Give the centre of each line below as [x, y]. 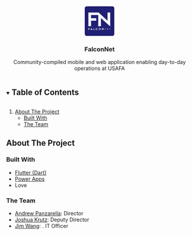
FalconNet [100, 49]
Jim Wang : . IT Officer [41, 226]
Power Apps [30, 179]
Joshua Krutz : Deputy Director [52, 220]
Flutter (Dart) [31, 172]
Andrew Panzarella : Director [49, 214]
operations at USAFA [100, 69]
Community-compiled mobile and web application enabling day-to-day [100, 62]
